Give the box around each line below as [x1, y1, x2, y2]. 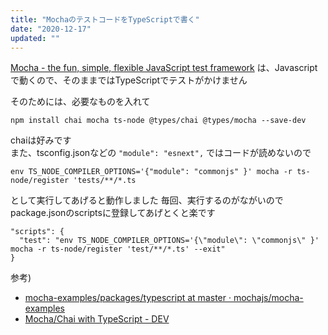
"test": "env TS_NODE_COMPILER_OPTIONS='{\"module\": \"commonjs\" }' [19, 236, 320, 246]
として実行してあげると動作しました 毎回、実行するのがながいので [10, 194, 284, 206]
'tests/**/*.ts [73, 176, 137, 186]
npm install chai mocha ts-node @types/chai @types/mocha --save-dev [10, 116, 307, 126]
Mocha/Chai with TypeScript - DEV [24, 313, 170, 325]
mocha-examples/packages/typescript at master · [24, 292, 232, 304]
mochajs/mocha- [233, 292, 304, 304]
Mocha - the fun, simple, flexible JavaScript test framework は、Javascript [10, 62, 318, 74]
